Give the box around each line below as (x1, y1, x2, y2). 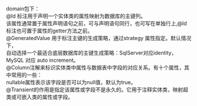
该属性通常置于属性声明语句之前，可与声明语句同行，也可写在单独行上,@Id (6, 20, 187, 26)
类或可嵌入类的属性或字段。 (6, 94, 74, 100)
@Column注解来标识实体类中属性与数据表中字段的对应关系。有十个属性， (6, 64, 185, 71)
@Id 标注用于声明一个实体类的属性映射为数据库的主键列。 (6, 12, 146, 19)
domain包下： (6, 5, 40, 12)
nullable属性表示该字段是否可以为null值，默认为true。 (6, 79, 136, 85)
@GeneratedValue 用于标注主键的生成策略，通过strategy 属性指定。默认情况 (6, 35, 192, 41)
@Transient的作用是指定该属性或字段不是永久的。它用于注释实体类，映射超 (6, 86, 188, 93)
